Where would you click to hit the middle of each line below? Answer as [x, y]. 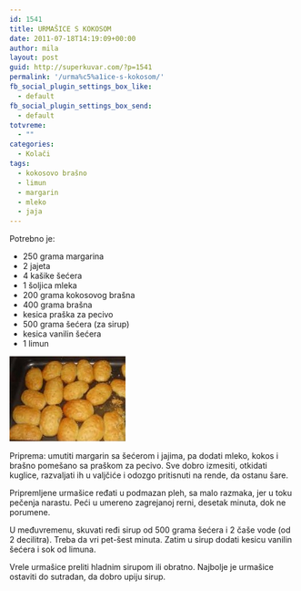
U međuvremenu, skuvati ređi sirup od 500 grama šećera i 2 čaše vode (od [150, 530]
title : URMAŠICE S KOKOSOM [60, 29]
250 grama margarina [63, 256]
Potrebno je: [32, 239]
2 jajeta [36, 266]
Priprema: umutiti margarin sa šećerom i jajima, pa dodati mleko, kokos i [144, 456]
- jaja [30, 212]
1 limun [36, 344]
